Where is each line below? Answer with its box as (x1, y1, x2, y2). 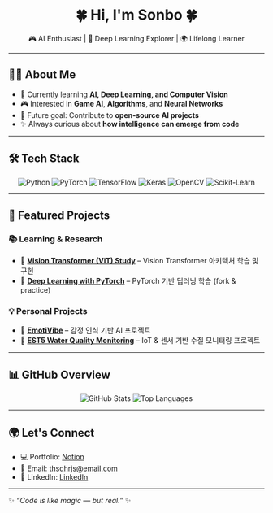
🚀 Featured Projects (8, 208, 110, 222)
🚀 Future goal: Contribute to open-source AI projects (19, 110, 199, 120)
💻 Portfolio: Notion (19, 452, 84, 462)
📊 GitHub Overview (8, 367, 111, 381)
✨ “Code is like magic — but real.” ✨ (8, 496, 132, 506)
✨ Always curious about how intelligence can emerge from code (19, 119, 240, 128)
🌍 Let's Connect (8, 425, 95, 440)
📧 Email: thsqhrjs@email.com (19, 463, 118, 473)
